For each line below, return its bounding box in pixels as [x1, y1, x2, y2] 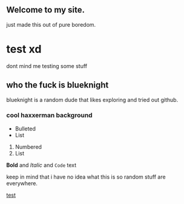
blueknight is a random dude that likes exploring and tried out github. [6, 96, 179, 103]
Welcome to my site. [6, 5, 85, 15]
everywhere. [6, 179, 38, 187]
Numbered [15, 143, 42, 151]
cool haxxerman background [6, 111, 93, 120]
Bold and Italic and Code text [6, 161, 77, 169]
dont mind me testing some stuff [6, 62, 88, 69]
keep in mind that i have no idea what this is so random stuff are [6, 173, 166, 180]
